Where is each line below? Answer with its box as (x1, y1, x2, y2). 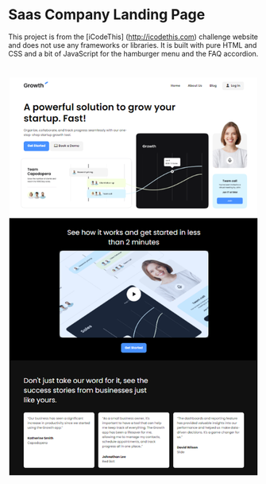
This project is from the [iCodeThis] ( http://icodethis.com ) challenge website (8, 32, 258, 41)
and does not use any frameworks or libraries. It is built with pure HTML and (8, 40, 257, 49)
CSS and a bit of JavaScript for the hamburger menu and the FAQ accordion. (8, 49, 259, 58)
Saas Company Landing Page (8, 6, 206, 24)
